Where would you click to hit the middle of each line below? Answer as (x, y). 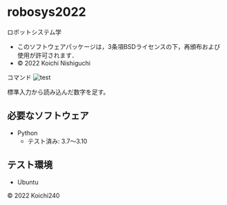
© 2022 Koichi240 (33, 195)
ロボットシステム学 (34, 32)
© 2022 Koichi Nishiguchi (54, 63)
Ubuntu (28, 182)
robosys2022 (47, 12)
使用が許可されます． (47, 55)
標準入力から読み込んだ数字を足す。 (58, 92)
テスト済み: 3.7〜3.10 (57, 141)
